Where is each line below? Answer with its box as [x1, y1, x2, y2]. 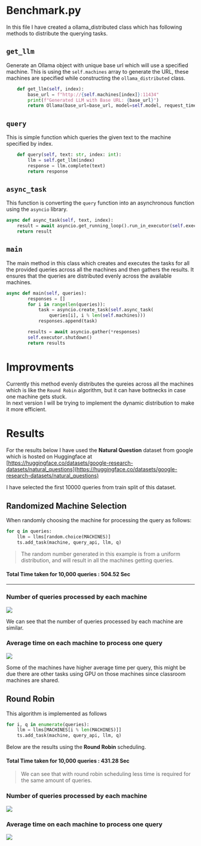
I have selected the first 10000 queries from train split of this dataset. [6, 483, 176, 490]
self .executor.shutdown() [28, 334, 93, 341]
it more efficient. [6, 405, 47, 413]
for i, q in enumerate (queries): [6, 721, 90, 727]
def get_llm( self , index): [17, 86, 84, 92]
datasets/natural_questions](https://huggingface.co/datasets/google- [6, 465, 178, 472]
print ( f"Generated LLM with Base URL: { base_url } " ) [28, 97, 160, 103]
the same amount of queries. [20, 777, 92, 784]
